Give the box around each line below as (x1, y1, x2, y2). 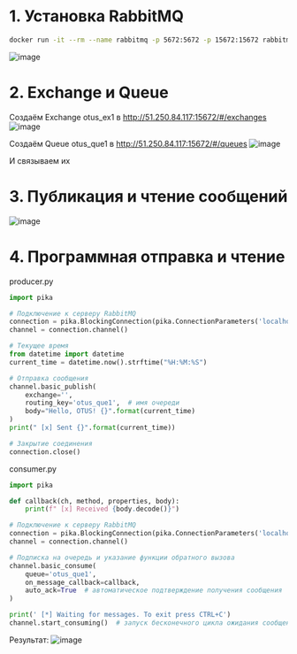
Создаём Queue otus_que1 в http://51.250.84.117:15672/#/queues (9, 138, 247, 149)
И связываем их (9, 155, 71, 165)
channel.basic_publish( (9, 382, 97, 391)
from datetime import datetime (9, 350, 125, 358)
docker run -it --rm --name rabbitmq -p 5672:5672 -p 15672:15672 (9, 35, 259, 44)
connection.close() (9, 447, 81, 457)
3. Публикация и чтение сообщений (9, 186, 288, 206)
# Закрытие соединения (9, 439, 93, 448)
